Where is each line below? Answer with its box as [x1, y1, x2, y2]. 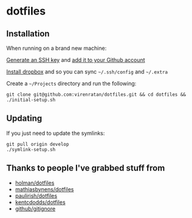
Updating [6, 114, 43, 124]
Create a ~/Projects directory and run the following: [6, 80, 137, 87]
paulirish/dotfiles [15, 192, 58, 199]
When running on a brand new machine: [6, 44, 107, 52]
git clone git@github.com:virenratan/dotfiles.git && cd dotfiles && [6, 92, 187, 98]
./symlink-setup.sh [6, 146, 56, 152]
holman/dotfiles [15, 179, 55, 186]
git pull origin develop [6, 141, 69, 147]
